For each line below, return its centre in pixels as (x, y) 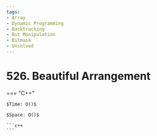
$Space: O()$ (23, 115)
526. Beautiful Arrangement (78, 76)
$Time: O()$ (21, 104)
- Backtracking (26, 29)
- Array (16, 18)
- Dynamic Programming (35, 23)
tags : (13, 12)
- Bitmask (19, 40)
